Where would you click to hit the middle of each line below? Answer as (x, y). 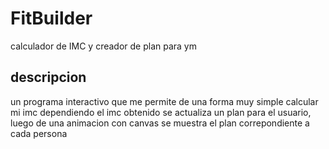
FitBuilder (51, 18)
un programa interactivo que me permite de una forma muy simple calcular (164, 101)
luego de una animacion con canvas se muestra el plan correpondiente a (160, 123)
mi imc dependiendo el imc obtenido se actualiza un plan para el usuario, (161, 112)
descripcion (48, 77)
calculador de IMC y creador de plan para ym (103, 46)
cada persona (39, 133)
